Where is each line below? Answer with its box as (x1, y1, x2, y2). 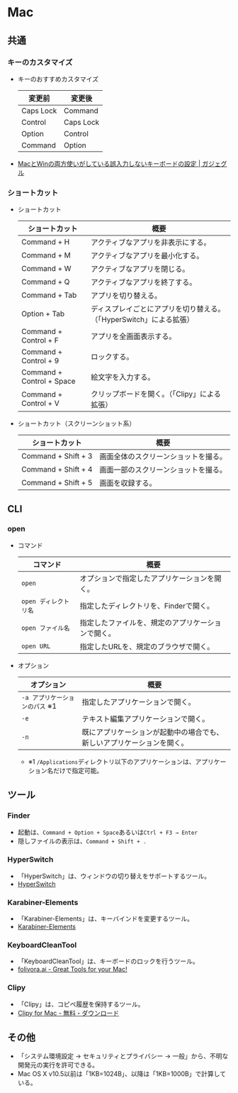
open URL (21, 642, 51, 650)
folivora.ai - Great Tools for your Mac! (17, 965, 127, 974)
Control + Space (21, 377, 76, 387)
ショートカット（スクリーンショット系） (17, 419, 136, 428)
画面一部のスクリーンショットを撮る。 (98, 465, 227, 475)
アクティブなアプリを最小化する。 (91, 251, 204, 261)
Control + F (21, 335, 59, 345)
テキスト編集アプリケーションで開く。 (81, 714, 210, 723)
